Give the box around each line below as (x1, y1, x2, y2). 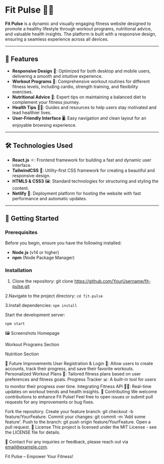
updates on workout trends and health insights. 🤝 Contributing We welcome (5, 389, 157, 394)
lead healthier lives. (12, 110, 52, 116)
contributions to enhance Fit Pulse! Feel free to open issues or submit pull (5, 394, 153, 399)
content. (12, 185, 29, 191)
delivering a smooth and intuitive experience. (12, 73, 103, 79)
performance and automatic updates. (12, 195, 87, 201)
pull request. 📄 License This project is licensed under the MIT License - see (5, 424, 157, 430)
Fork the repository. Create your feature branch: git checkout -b (5, 408, 133, 414)
